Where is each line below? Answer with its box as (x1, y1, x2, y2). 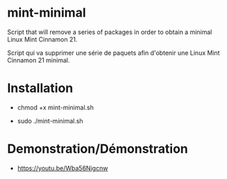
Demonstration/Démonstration (7, 141, 189, 157)
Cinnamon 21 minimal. (7, 56, 70, 64)
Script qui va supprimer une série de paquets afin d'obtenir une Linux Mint (7, 49, 220, 57)
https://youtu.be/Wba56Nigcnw (17, 164, 108, 172)
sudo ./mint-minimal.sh (17, 117, 83, 125)
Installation (7, 80, 74, 96)
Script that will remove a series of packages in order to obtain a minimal (7, 28, 212, 36)
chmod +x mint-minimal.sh (17, 103, 94, 112)
